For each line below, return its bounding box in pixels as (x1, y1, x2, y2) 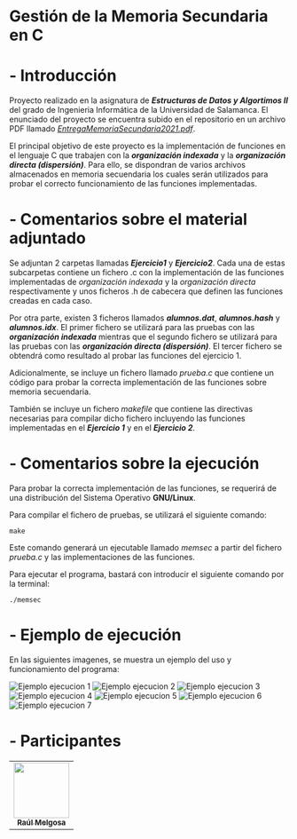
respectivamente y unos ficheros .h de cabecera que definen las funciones (9, 286, 284, 297)
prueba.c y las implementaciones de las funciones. (9, 552, 195, 562)
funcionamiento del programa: (9, 663, 120, 674)
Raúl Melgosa (17, 817, 66, 827)
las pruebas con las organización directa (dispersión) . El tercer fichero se (9, 341, 283, 352)
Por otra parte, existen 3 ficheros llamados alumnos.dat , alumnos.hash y (9, 313, 281, 323)
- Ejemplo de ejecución (9, 625, 182, 645)
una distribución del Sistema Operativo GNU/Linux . (9, 493, 197, 503)
